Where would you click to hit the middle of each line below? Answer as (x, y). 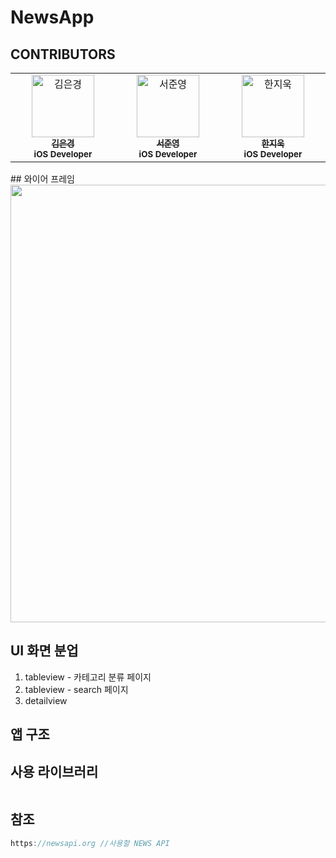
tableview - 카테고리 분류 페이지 (88, 677)
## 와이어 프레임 (42, 179)
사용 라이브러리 (54, 771)
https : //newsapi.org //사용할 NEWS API (90, 843)
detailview (46, 700)
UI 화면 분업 (44, 651)
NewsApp (52, 17)
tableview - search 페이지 (76, 689)
